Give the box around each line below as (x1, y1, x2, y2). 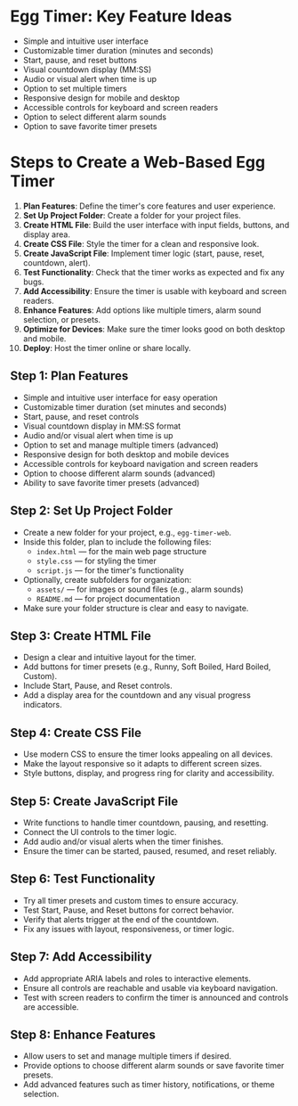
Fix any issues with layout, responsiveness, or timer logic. (22, 923, 235, 934)
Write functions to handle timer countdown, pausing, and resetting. (22, 817, 270, 828)
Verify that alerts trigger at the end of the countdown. (22, 913, 220, 924)
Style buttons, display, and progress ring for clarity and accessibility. (22, 768, 275, 779)
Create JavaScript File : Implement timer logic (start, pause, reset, (22, 248, 265, 258)
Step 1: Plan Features (10, 368, 129, 384)
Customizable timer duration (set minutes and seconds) (22, 401, 228, 412)
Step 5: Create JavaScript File (10, 793, 179, 808)
